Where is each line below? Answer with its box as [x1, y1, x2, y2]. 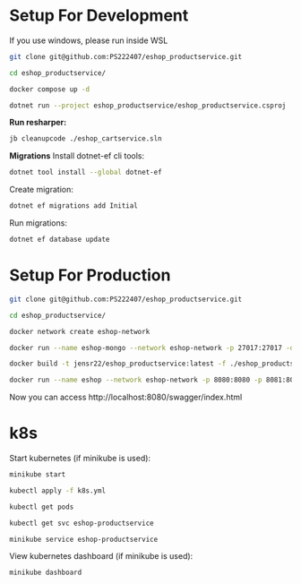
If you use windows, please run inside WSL [9, 35, 168, 46]
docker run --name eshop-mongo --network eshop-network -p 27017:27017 [9, 343, 282, 352]
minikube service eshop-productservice [9, 535, 159, 544]
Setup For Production [9, 265, 171, 286]
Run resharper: [9, 117, 67, 128]
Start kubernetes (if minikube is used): [9, 453, 150, 464]
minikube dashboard [9, 568, 82, 578]
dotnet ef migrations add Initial [9, 202, 139, 210]
